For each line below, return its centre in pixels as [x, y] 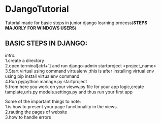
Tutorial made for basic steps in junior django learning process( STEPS [76, 23]
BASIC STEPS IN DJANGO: [46, 44]
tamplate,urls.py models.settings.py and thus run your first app [69, 92]
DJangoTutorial [37, 9]
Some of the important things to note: [43, 101]
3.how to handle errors [28, 117]
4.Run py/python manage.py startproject [46, 81]
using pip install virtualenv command [42, 76]
